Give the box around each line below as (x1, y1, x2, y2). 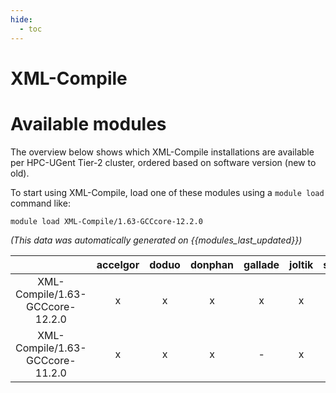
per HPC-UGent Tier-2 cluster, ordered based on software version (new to (10, 156, 317, 168)
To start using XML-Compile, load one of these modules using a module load (10, 186, 325, 198)
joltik (289, 257, 314, 271)
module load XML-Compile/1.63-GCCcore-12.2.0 (10, 216, 203, 226)
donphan (189, 257, 235, 271)
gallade (243, 257, 280, 271)
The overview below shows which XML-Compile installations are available (10, 146, 315, 158)
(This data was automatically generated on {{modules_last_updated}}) (10, 234, 303, 246)
